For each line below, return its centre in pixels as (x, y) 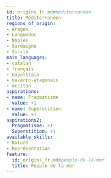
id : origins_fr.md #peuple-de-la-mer (58, 160)
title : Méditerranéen (34, 18)
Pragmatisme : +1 (32, 126)
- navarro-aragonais (33, 80)
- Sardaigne (21, 46)
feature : (17, 154)
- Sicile (17, 52)
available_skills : (30, 137)
